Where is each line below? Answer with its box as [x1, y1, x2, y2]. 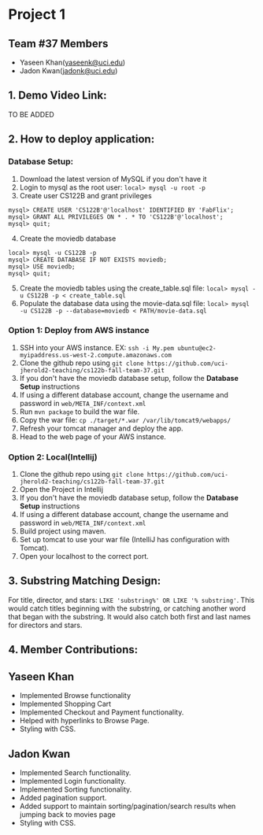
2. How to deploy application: [8, 132, 155, 146]
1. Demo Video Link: [8, 89, 107, 102]
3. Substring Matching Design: [8, 575, 161, 588]
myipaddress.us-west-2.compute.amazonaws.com [19, 351, 172, 359]
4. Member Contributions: [8, 643, 139, 656]
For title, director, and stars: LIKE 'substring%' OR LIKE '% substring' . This [8, 595, 255, 604]
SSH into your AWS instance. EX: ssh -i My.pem [19, 342, 175, 352]
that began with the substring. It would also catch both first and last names [8, 611, 251, 621]
